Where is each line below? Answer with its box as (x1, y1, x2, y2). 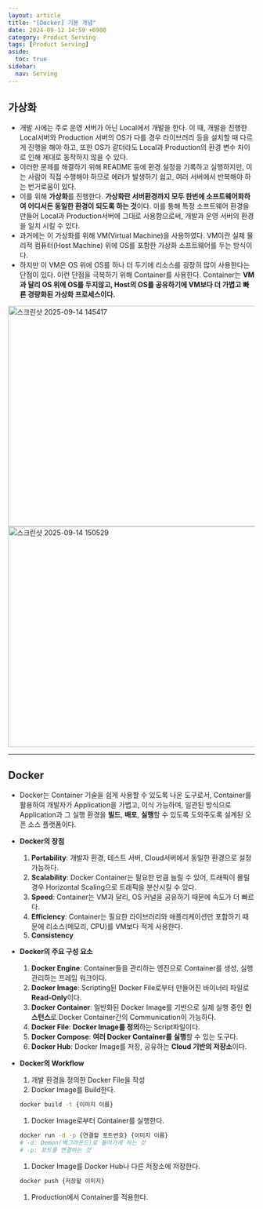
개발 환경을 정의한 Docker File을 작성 (31, 1076, 146, 1085)
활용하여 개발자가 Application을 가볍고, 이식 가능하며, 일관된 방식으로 (19, 800, 232, 810)
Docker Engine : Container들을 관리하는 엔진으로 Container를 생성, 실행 (31, 963, 254, 973)
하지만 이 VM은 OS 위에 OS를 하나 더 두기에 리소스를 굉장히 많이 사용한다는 (19, 260, 250, 270)
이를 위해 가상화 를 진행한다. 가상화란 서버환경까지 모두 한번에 (19, 191, 205, 201)
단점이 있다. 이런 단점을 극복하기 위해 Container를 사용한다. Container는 (19, 270, 241, 279)
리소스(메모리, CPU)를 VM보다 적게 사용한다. (45, 922, 183, 931)
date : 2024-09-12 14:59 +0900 (8, 26, 107, 34)
